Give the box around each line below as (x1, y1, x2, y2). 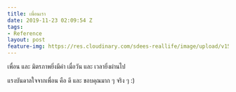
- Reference (7, 29, 42, 37)
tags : (7, 23, 23, 30)
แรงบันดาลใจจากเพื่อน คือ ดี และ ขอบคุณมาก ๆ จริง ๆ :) (7, 77, 136, 84)
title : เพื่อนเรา (7, 10, 46, 18)
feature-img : (7, 43, 46, 50)
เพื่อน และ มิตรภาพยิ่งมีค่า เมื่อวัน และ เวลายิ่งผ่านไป (7, 63, 126, 70)
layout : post (7, 37, 46, 44)
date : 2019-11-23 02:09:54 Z (7, 17, 93, 24)
